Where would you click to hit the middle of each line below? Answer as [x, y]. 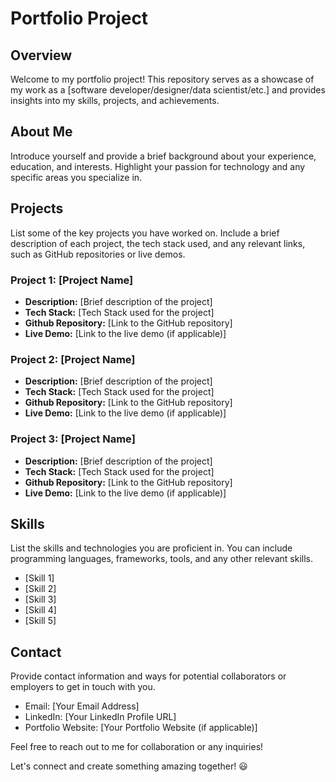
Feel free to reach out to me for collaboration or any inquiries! [137, 747]
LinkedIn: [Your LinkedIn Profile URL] [100, 717]
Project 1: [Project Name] [72, 280]
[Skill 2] [40, 589]
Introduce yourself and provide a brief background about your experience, [163, 156]
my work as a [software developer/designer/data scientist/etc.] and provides [168, 90]
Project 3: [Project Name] [73, 439]
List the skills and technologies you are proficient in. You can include [151, 548]
